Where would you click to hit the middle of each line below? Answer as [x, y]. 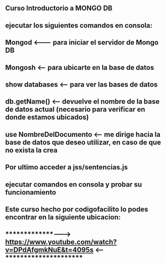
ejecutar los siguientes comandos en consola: [79, 25]
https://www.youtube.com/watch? [61, 242]
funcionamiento [31, 192]
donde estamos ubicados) [47, 117]
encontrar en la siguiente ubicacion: [63, 217]
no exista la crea [31, 150]
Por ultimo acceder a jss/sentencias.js [67, 167]
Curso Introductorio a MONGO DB [59, 8]
